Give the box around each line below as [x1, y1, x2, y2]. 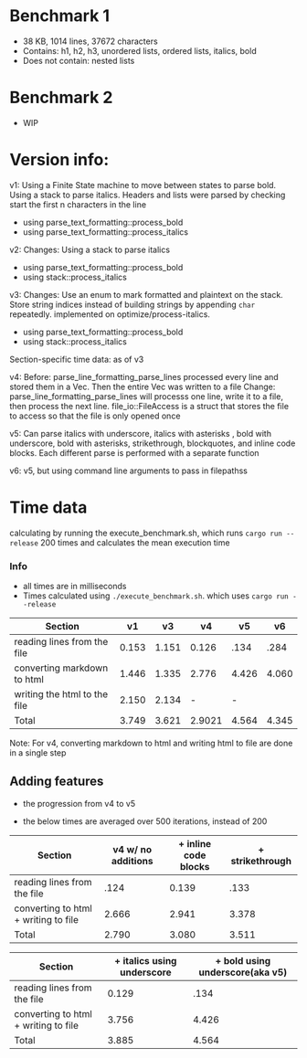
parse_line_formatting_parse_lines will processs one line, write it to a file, [9, 390, 283, 402]
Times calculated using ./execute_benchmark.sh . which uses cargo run [22, 590, 290, 601]
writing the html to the [14, 688, 109, 701]
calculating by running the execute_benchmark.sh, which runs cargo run [9, 527, 283, 538]
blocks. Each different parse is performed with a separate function [9, 447, 259, 458]
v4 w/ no [112, 842, 153, 855]
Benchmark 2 [9, 88, 113, 108]
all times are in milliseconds [22, 581, 127, 592]
